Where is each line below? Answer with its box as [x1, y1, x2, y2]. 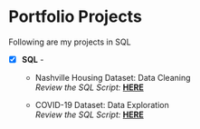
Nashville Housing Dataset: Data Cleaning [34, 73, 191, 83]
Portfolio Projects [8, 6, 142, 27]
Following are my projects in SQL [8, 36, 132, 47]
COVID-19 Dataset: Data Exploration [34, 100, 169, 110]
